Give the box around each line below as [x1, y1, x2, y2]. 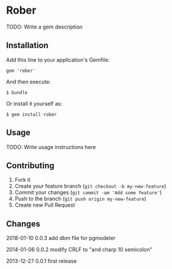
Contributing [6, 160, 55, 170]
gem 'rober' [6, 68, 36, 74]
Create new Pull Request [14, 201, 75, 208]
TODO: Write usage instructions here [6, 143, 96, 150]
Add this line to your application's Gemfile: [6, 56, 110, 63]
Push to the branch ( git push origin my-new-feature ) [14, 195, 146, 202]
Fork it [14, 176, 31, 183]
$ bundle [6, 90, 28, 96]
